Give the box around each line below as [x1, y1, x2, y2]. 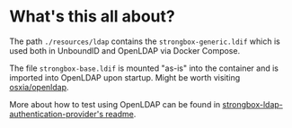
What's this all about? [9, 6, 175, 27]
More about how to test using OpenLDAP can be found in [9, 98, 221, 109]
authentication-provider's [9, 108, 104, 119]
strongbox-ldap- [222, 98, 283, 109]
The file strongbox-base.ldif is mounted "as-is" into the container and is [9, 63, 279, 73]
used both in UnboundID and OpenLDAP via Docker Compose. [9, 45, 241, 55]
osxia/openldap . [9, 81, 69, 92]
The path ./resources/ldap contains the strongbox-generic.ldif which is [9, 36, 280, 47]
